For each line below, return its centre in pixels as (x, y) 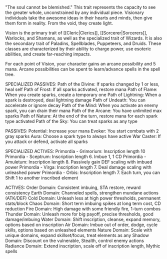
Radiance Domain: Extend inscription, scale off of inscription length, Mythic (83, 246)
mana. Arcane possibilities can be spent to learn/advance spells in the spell (83, 69)
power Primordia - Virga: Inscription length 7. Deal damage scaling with (78, 167)
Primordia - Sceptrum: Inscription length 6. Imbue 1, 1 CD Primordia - (76, 156)
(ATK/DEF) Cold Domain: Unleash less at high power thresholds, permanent (83, 198)
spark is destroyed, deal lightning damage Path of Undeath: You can (75, 100)
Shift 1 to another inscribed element (42, 178)
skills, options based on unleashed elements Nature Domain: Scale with (79, 230)
